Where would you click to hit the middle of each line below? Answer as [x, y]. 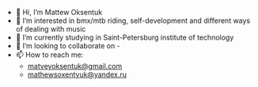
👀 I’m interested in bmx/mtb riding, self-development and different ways [133, 21]
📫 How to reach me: [49, 55]
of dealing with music [51, 29]
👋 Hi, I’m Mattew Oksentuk [59, 12]
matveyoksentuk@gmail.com [75, 66]
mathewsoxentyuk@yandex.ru [77, 74]
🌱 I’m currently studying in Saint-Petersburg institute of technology [125, 37]
